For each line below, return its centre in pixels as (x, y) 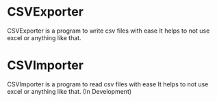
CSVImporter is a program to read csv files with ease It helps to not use (108, 84)
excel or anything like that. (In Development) (69, 91)
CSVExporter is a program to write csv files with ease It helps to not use (108, 31)
